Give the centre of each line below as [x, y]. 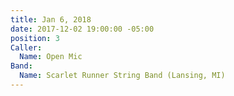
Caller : [26, 47]
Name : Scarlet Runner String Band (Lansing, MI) [122, 76]
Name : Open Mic [51, 57]
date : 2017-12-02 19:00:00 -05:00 [82, 29]
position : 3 [35, 38]
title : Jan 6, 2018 [51, 19]
